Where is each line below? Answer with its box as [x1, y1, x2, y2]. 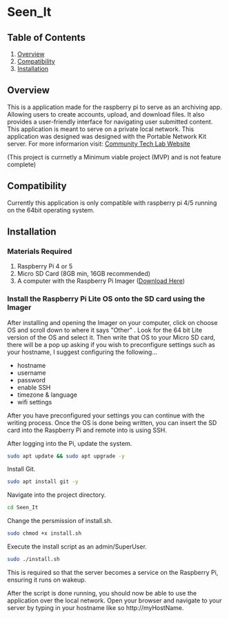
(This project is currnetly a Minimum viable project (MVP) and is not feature [7, 153, 221, 161]
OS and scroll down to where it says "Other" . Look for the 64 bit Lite [7, 326, 202, 334]
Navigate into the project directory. [7, 491, 106, 499]
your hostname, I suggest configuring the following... [7, 348, 157, 356]
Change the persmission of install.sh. [7, 517, 112, 525]
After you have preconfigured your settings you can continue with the [7, 411, 205, 420]
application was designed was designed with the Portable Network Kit [7, 132, 207, 140]
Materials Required [7, 246, 72, 256]
